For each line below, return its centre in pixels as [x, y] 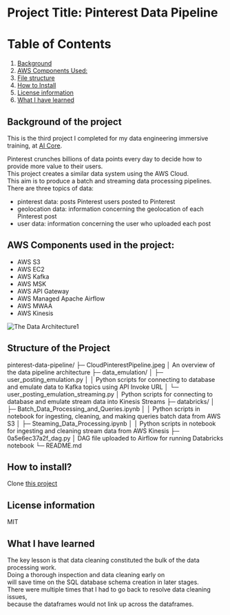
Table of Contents [59, 44]
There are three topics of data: [51, 188]
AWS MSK [32, 283]
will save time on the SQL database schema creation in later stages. [103, 582]
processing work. [32, 567]
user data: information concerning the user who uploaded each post [114, 223]
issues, [17, 597]
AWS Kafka [33, 276]
